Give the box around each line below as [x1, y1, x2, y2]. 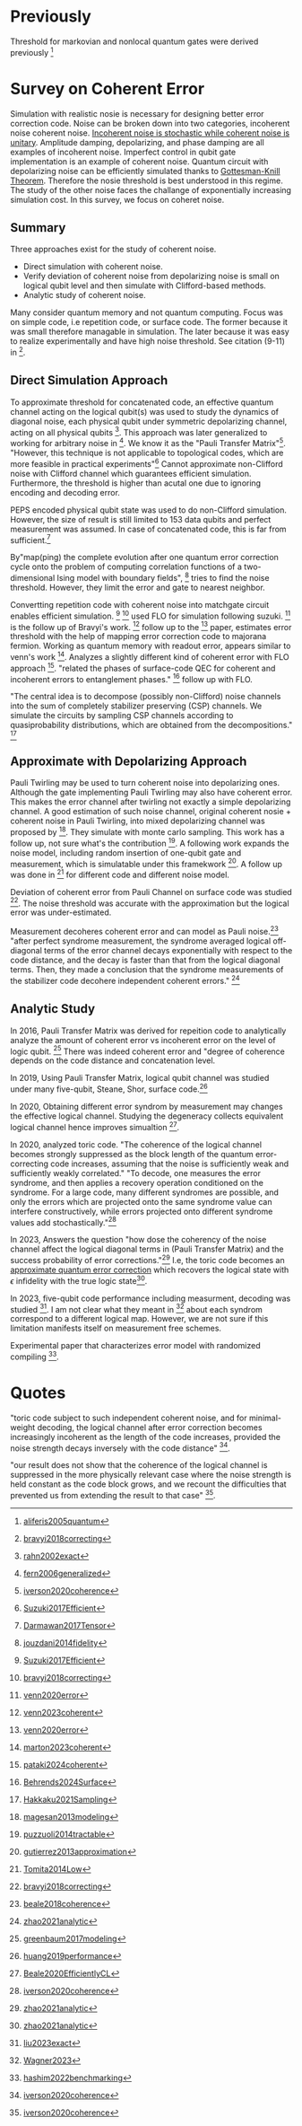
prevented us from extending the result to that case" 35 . [10, 1489, 216, 1501]
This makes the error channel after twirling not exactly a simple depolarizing [10, 796, 291, 807]
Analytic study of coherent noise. [22, 290, 146, 301]
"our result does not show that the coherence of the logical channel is [10, 1460, 268, 1471]
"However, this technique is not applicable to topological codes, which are [10, 447, 284, 459]
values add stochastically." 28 [10, 1215, 117, 1227]
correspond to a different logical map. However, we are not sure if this [10, 1313, 269, 1324]
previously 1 [10, 45, 54, 57]
